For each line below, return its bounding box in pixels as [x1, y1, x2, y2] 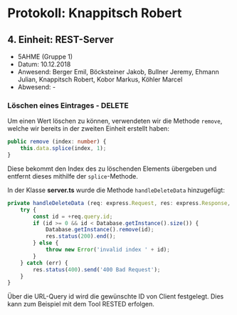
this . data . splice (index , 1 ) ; [20, 145, 107, 152]
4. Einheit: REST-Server [7, 34, 114, 46]
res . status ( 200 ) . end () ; [45, 233, 116, 240]
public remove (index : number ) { [7, 138, 107, 146]
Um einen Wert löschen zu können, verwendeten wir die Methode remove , [7, 116, 223, 126]
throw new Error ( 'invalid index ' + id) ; [45, 246, 171, 254]
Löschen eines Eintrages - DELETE [7, 100, 130, 110]
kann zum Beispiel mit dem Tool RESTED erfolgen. [7, 300, 155, 309]
